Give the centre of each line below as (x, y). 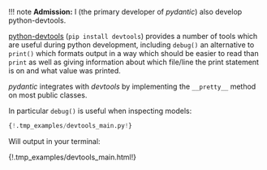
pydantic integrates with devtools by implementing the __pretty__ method (132, 86)
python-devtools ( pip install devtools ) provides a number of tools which (133, 36)
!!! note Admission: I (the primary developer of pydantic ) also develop (125, 12)
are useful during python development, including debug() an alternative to (131, 45)
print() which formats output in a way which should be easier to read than (133, 53)
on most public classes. (48, 95)
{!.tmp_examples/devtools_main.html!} (72, 157)
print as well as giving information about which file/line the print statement (134, 62)
